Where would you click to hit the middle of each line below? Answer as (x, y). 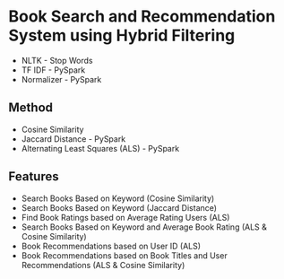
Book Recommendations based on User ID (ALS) (111, 246)
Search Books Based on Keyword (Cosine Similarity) (118, 198)
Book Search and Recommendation (142, 17)
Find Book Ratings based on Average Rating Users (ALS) (125, 217)
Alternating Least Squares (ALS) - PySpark (100, 148)
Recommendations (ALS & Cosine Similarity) (103, 265)
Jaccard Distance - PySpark (73, 139)
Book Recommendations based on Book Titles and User (124, 255)
